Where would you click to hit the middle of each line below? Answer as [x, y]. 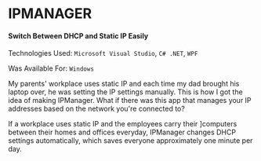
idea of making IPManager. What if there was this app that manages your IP [130, 101]
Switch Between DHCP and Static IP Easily [78, 35]
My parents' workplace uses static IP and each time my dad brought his [124, 84]
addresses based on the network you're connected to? [97, 109]
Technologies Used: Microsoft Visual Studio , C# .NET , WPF [103, 53]
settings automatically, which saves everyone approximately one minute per [130, 141]
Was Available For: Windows [51, 68]
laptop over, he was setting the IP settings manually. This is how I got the [125, 92]
